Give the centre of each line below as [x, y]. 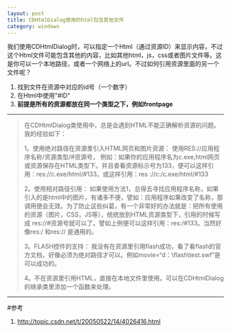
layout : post [26, 13]
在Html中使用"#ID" [44, 96]
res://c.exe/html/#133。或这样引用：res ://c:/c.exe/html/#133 [122, 174]
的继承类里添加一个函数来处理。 [69, 287]
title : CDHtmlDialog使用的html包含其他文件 [66, 20]
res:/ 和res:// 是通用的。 [64, 232]
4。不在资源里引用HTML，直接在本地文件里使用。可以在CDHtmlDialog [124, 278]
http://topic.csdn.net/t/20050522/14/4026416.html [89, 322]
